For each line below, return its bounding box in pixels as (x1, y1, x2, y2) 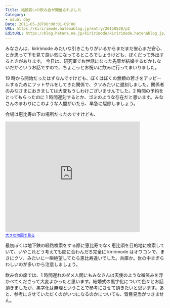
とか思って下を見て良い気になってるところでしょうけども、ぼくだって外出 (5, 52, 160, 58)
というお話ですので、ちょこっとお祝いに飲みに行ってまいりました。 (18, 64, 160, 70)
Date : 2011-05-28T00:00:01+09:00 (5, 21, 76, 27)
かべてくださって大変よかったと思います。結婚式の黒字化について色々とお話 (5, 279, 164, 284)
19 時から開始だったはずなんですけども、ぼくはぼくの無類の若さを (5, 75, 144, 81)
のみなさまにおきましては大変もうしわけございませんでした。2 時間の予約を (5, 88, 164, 94)
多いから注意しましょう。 (27, 261, 81, 267)
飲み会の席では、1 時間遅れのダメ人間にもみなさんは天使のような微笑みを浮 (5, 272, 163, 278)
